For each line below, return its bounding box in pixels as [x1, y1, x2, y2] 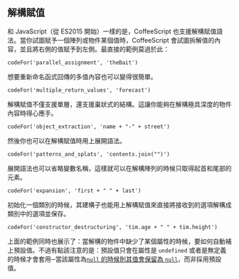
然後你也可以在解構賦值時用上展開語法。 [7, 136, 126, 144]
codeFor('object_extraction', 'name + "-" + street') [7, 123, 171, 130]
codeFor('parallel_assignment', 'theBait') [7, 59, 139, 66]
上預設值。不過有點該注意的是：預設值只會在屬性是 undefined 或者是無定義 [7, 246, 227, 254]
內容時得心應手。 [7, 109, 58, 117]
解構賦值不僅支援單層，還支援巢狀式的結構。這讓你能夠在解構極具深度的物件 [7, 100, 232, 108]
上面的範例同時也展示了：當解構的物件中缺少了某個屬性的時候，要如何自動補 [7, 237, 232, 246]
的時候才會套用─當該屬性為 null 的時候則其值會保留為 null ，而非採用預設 [7, 255, 222, 263]
